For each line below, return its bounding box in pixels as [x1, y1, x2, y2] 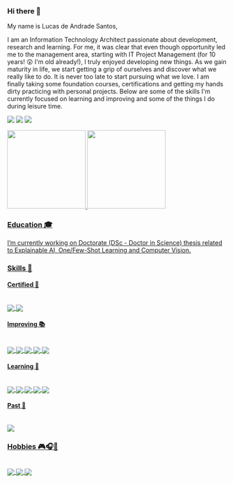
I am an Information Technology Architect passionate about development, [7, 35, 218, 44]
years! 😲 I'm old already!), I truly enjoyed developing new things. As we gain [7, 58, 227, 66]
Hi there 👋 [7, 6, 42, 16]
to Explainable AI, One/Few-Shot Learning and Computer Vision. [7, 246, 191, 254]
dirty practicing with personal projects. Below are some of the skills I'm [7, 87, 211, 96]
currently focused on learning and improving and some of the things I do [7, 95, 216, 103]
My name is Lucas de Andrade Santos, [7, 22, 118, 31]
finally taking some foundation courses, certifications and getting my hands [7, 80, 224, 88]
